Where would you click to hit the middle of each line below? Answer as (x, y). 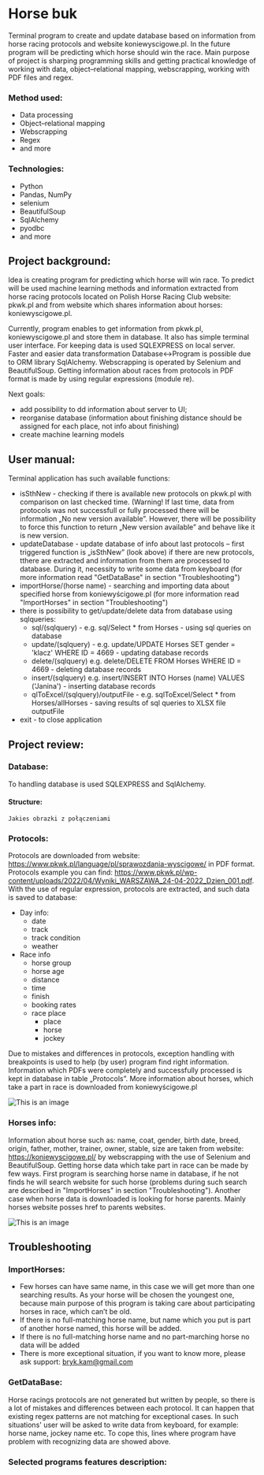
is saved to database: (43, 897)
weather (45, 946)
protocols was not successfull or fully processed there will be (119, 511)
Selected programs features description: (88, 1462)
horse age (48, 972)
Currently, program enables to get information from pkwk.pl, (106, 329)
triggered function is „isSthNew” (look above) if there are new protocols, (137, 552)
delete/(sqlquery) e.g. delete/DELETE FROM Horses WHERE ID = (136, 661)
